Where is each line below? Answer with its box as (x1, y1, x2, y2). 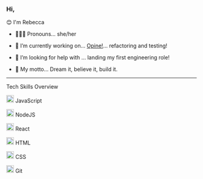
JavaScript (14, 97, 42, 104)
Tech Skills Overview (6, 83, 59, 90)
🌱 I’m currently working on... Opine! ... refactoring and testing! (14, 42, 168, 50)
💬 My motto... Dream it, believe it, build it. (14, 66, 118, 73)
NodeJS (14, 111, 36, 118)
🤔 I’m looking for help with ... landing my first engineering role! (14, 54, 170, 61)
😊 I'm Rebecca (6, 19, 45, 26)
